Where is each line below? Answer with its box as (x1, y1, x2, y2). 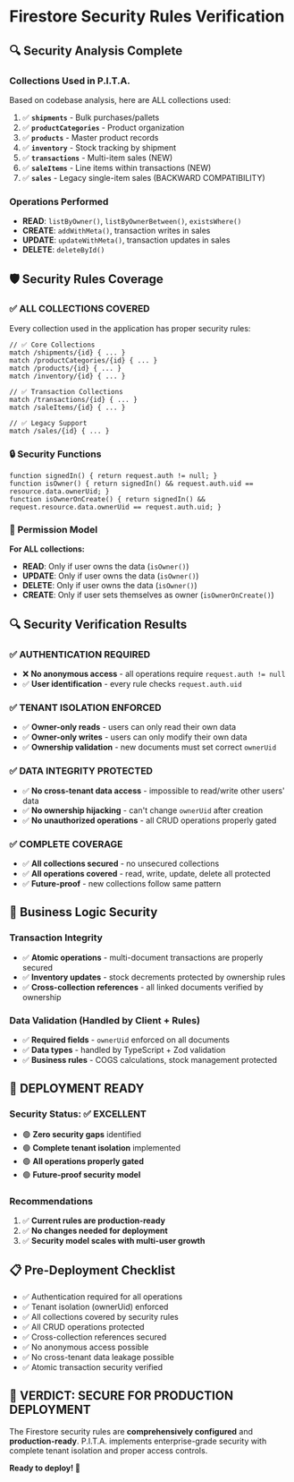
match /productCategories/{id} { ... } (9, 356, 158, 364)
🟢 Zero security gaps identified (21, 1128, 141, 1139)
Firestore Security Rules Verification (9, 6, 285, 27)
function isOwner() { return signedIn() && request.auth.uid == (9, 479, 254, 489)
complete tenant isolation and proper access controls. (9, 1444, 208, 1456)
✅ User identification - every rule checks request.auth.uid (21, 679, 243, 690)
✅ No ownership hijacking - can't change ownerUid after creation (21, 804, 264, 816)
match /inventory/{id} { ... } (9, 372, 126, 381)
